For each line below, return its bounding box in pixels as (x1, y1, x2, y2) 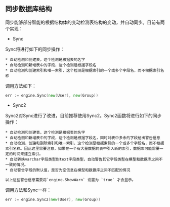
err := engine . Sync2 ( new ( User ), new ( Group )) (5, 197, 101, 202)
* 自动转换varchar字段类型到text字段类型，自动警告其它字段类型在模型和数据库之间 (5, 156, 159, 162)
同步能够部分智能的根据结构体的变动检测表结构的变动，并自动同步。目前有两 (5, 19, 165, 25)
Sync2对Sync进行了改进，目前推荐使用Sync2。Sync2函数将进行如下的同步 (5, 112, 162, 118)
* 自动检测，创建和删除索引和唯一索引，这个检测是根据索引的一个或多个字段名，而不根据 (5, 141, 164, 146)
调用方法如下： (5, 82, 36, 89)
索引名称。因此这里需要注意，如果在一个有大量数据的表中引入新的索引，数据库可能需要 (5, 146, 160, 151)
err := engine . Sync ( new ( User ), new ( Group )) (5, 93, 99, 98)
